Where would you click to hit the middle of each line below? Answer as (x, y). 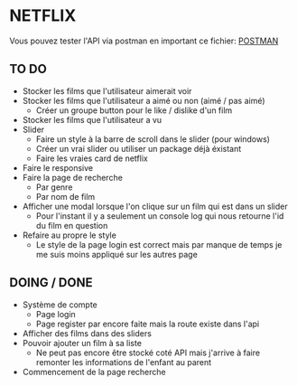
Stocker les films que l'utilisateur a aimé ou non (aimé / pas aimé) (144, 100)
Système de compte (60, 305)
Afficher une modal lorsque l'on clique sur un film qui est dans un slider (155, 206)
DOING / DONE (51, 282)
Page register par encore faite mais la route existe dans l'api (148, 324)
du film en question (72, 225)
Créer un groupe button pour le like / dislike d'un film (134, 110)
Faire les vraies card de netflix (92, 158)
